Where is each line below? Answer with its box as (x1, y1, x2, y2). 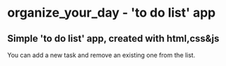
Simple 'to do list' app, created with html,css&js (7, 33, 220, 44)
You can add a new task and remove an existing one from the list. (7, 51, 196, 59)
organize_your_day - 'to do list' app (7, 5, 216, 21)
